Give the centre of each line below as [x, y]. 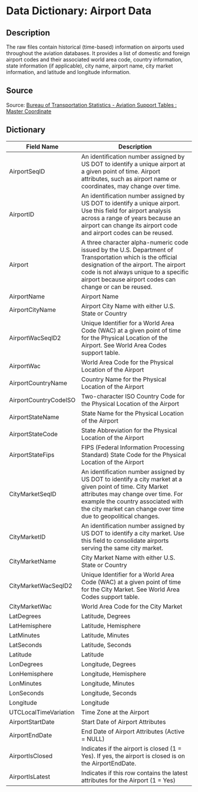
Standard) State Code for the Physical [134, 455]
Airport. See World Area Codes [124, 345]
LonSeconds [27, 693]
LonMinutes [26, 683]
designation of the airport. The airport [133, 265]
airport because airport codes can [129, 279]
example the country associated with [133, 501]
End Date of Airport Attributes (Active [133, 731]
